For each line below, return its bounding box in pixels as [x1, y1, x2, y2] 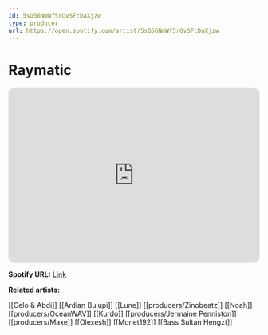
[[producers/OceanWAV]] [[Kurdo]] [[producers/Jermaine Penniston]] [8, 309, 237, 319]
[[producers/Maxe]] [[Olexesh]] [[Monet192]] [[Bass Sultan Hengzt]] [8, 317, 233, 327]
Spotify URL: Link [8, 270, 67, 279]
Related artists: [8, 285, 61, 295]
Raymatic [8, 61, 73, 79]
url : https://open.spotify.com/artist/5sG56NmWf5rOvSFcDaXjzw [8, 26, 219, 34]
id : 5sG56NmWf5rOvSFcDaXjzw [8, 11, 102, 20]
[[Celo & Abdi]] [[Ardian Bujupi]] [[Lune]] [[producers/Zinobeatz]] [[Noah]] [8, 301, 253, 310]
